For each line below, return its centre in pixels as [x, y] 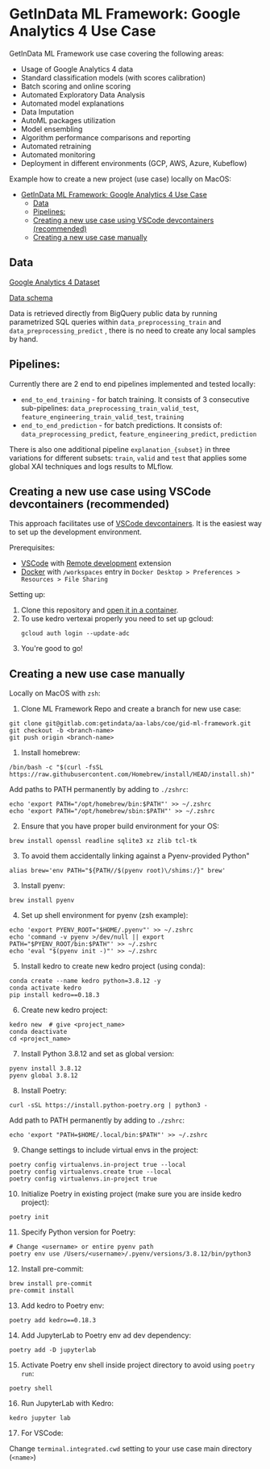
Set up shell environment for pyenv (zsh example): [104, 915]
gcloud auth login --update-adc [75, 633]
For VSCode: [42, 1433]
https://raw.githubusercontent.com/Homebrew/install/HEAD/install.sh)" [132, 774]
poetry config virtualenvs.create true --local [91, 1172]
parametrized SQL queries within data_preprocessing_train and [115, 322]
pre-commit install [42, 1291]
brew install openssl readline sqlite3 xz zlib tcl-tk [103, 841]
